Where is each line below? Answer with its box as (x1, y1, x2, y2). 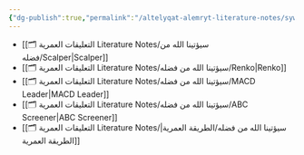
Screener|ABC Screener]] (21, 111, 118, 122)
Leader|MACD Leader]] (21, 88, 110, 100)
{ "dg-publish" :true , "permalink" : (8, 13, 135, 23)
